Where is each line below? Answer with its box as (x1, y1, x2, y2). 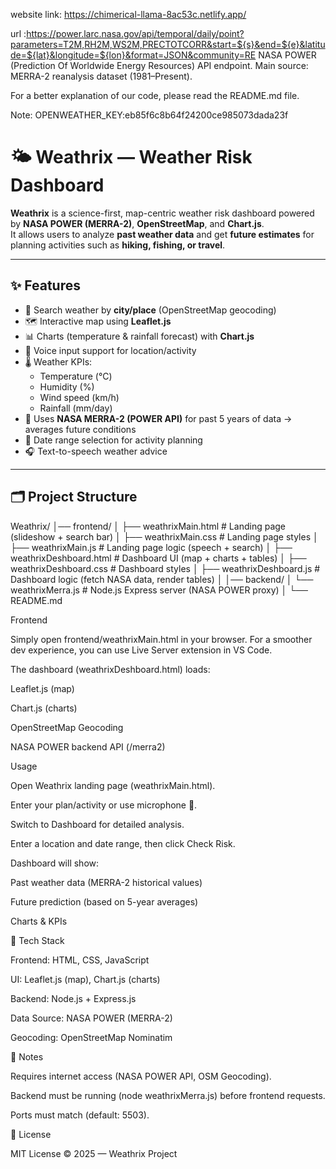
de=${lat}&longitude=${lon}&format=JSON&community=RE (10, 49, 257, 61)
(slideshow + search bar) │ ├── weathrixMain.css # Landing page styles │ (10, 530, 319, 543)
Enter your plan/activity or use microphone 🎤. (10, 799, 198, 811)
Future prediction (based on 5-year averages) (10, 895, 199, 908)
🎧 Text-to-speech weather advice (24, 445, 168, 457)
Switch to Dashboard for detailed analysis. (10, 818, 185, 830)
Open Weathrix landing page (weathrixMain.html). (10, 779, 216, 791)
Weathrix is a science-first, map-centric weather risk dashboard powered (10, 207, 315, 219)
